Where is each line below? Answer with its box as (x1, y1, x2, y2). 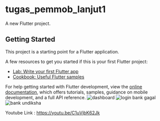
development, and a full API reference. (5, 94, 86, 100)
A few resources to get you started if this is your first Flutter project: (5, 58, 148, 65)
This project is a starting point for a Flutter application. (5, 48, 119, 54)
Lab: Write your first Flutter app (12, 68, 79, 74)
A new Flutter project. (5, 20, 51, 26)
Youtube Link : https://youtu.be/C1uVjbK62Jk (5, 109, 100, 115)
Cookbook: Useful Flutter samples (12, 74, 85, 80)
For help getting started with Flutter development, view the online (5, 83, 143, 89)
